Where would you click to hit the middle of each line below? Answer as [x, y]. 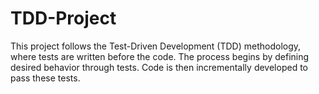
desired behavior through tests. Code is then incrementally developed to [159, 67]
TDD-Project [63, 18]
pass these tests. [45, 78]
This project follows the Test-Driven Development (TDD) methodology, [156, 46]
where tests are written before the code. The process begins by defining [160, 56]
